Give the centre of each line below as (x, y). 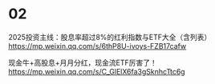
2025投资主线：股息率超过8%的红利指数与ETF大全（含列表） (110, 37)
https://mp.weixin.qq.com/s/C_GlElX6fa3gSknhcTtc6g (97, 71)
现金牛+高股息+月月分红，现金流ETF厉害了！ (83, 62)
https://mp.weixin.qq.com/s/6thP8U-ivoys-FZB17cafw (97, 46)
